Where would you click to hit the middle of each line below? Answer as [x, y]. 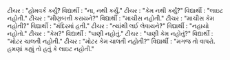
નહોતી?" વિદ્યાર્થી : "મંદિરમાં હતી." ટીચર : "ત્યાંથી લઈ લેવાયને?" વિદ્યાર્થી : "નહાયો [108, 26]
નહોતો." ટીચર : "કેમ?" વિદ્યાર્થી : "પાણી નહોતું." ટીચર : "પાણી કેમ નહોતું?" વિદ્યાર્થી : [110, 33]
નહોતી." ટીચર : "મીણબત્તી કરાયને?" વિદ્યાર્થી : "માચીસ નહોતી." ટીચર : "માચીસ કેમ [111, 18]
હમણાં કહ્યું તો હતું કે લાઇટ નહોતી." [51, 49]
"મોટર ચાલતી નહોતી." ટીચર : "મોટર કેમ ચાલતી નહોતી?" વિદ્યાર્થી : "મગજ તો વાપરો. [111, 41]
